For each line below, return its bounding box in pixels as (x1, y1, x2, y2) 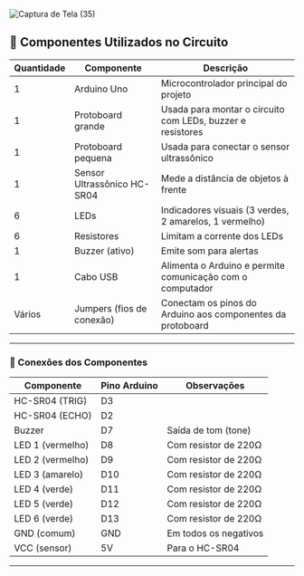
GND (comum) (14, 527, 76, 540)
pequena (73, 151, 112, 164)
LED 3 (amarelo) (14, 468, 84, 481)
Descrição (203, 62, 249, 74)
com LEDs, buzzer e (161, 114, 247, 127)
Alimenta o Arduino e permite (161, 259, 285, 272)
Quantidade (14, 62, 66, 74)
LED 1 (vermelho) (14, 439, 90, 452)
